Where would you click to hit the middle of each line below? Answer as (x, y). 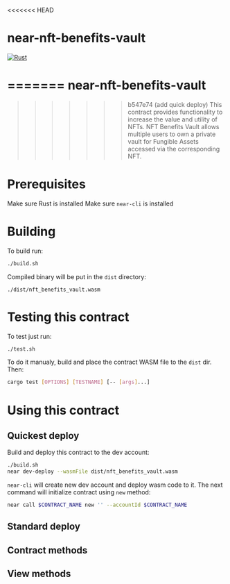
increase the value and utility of (173, 119)
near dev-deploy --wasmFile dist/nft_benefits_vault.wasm (92, 472)
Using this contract (63, 410)
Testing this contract (68, 317)
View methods (39, 574)
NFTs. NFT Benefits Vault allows (174, 126)
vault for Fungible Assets (163, 141)
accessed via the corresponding (174, 149)
